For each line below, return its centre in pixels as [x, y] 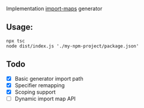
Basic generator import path [49, 78]
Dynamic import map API [45, 99]
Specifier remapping [40, 85]
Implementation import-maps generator [54, 9]
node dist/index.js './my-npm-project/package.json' [73, 46]
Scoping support [35, 92]
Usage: [20, 27]
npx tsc [16, 41]
